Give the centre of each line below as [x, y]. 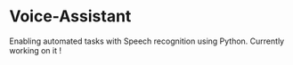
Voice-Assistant [70, 16]
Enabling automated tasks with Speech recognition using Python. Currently [147, 41]
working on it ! [36, 50]
